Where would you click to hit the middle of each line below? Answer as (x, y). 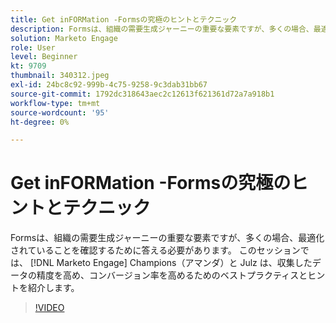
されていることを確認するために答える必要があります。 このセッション (155, 250)
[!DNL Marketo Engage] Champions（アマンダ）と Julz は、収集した (171, 263)
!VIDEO (49, 308)
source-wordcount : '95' (60, 112)
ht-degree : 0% (40, 122)
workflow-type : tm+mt (55, 103)
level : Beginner (44, 57)
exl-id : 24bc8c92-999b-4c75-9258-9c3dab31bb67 (109, 85)
